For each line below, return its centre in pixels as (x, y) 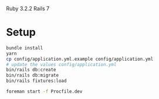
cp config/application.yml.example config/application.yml (80, 59)
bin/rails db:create (31, 70)
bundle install (25, 48)
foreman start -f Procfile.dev (44, 92)
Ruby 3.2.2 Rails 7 (28, 9)
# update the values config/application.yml (61, 64)
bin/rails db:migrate (33, 75)
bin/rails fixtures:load (36, 81)
